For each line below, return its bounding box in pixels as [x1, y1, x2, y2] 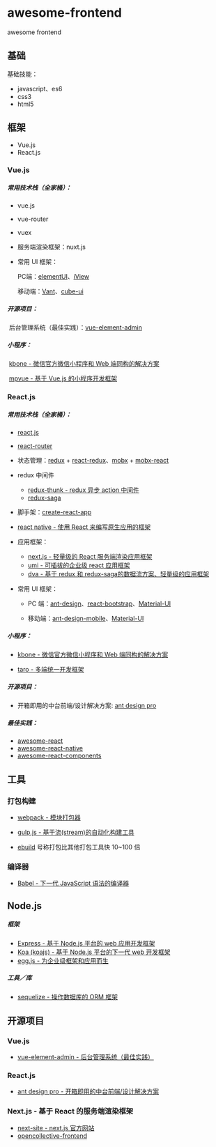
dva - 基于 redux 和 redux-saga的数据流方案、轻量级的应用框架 [27, 570, 210, 578]
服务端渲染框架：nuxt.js [17, 243, 86, 252]
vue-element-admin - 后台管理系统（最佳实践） [17, 1053, 155, 1061]
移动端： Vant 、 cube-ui [17, 287, 84, 295]
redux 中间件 [17, 471, 54, 479]
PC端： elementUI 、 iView [17, 272, 89, 281]
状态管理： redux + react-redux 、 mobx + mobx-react [17, 456, 169, 465]
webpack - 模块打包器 [17, 813, 82, 822]
